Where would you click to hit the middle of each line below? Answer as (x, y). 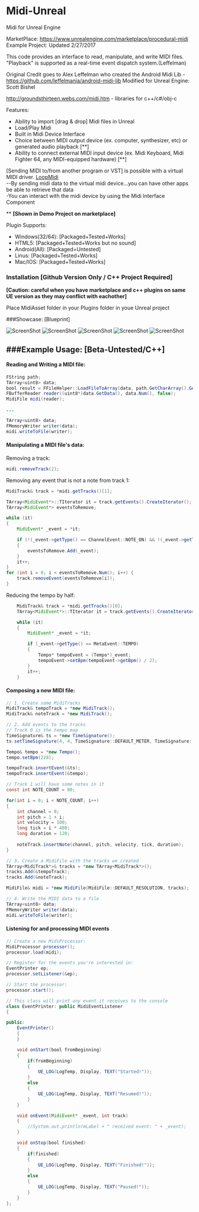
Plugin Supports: (26, 225)
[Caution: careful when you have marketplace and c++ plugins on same (96, 290)
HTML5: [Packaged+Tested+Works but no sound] (75, 243)
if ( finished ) (44, 1154)
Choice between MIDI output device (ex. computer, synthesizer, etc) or (101, 140)
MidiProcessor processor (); (41, 946)
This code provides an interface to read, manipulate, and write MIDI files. (95, 56)
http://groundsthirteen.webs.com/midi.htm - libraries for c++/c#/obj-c (92, 98)
